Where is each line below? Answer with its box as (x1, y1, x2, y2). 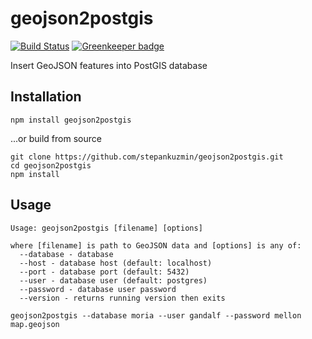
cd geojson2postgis (10, 160, 92, 171)
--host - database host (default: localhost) (19, 258, 213, 268)
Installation (10, 88, 82, 106)
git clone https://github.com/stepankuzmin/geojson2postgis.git (10, 152, 284, 162)
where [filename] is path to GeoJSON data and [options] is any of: (10, 240, 302, 251)
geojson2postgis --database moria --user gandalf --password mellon (10, 310, 302, 321)
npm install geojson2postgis (10, 115, 132, 125)
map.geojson (10, 319, 60, 329)
